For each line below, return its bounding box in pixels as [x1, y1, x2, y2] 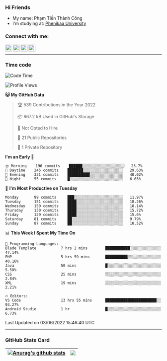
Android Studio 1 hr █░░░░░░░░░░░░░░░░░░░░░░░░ [5, 306, 162, 311]
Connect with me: [5, 33, 49, 40]
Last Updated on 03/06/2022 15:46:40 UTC [5, 319, 95, 325]
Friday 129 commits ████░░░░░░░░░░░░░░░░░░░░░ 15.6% [5, 212, 141, 217]
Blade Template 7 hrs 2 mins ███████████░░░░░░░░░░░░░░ [5, 245, 162, 251]
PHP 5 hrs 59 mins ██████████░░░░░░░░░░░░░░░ [5, 254, 162, 259]
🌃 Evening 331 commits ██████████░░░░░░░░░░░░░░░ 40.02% [5, 172, 143, 177]
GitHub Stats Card [5, 337, 50, 344]
